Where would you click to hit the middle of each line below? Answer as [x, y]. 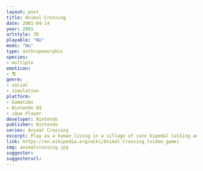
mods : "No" [20, 46]
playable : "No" [25, 40]
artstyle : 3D [23, 35]
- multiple [20, 62]
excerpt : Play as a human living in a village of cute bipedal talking [98, 136]
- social [17, 85]
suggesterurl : [24, 158]
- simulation [23, 91]
